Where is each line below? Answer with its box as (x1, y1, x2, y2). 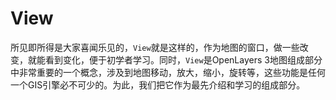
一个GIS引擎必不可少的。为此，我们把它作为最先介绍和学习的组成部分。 (10, 78, 306, 91)
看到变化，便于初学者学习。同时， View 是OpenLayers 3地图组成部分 (44, 53, 323, 66)
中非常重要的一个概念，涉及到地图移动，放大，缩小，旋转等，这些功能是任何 (10, 66, 326, 78)
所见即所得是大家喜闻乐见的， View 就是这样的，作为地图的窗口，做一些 (10, 41, 300, 53)
